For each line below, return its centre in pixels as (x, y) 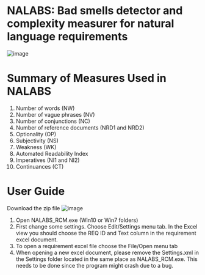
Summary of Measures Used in (87, 79)
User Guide (36, 192)
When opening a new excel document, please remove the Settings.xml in (107, 252)
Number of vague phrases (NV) (55, 114)
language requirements (67, 37)
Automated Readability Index (52, 153)
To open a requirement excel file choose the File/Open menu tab (97, 246)
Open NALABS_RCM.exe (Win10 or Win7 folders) (77, 220)
